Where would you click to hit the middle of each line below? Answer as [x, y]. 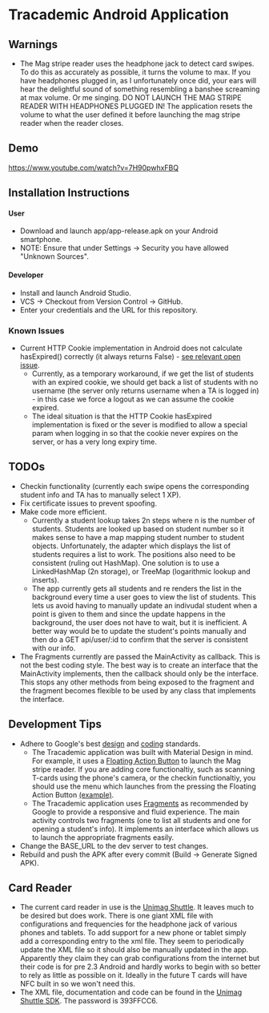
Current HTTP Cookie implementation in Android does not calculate [131, 348]
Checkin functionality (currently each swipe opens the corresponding [134, 486]
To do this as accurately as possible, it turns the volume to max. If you [135, 72]
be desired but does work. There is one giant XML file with [116, 916]
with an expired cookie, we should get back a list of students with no [145, 381]
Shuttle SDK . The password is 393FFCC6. [89, 1001]
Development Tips [55, 724]
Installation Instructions [69, 193]
